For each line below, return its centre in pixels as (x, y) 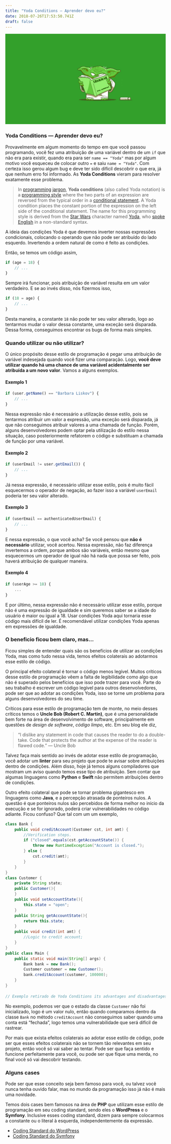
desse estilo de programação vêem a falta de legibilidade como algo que (81, 677)
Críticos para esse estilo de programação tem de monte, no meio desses (81, 708)
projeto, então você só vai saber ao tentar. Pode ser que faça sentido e (80, 1049)
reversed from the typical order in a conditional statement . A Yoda (87, 200)
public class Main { (27, 953)
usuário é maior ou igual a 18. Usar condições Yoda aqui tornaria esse (78, 616)
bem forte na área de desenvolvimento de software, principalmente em (80, 719)
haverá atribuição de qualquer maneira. (47, 561)
